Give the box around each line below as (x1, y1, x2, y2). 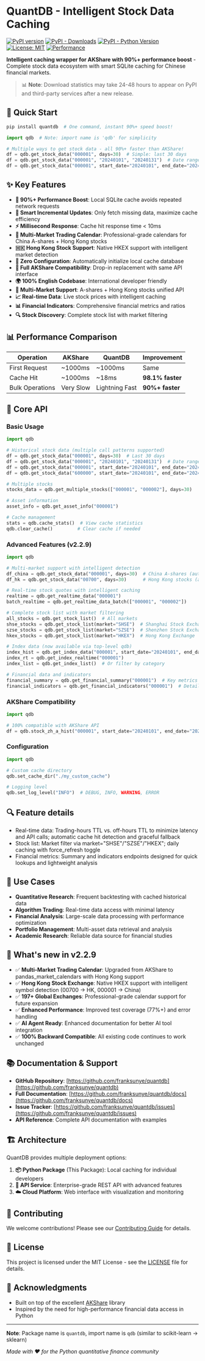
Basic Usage (6, 422, 45, 431)
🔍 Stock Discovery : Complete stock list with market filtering (15, 311, 168, 318)
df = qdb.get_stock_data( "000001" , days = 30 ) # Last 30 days (6, 453, 165, 459)
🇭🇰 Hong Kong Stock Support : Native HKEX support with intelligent (15, 244, 188, 251)
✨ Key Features (6, 180, 66, 190)
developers (15, 1175, 44, 1183)
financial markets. (6, 68, 51, 76)
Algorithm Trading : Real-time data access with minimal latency (15, 906, 175, 913)
